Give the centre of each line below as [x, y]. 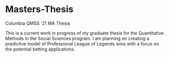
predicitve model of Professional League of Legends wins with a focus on [82, 43]
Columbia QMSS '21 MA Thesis [38, 23]
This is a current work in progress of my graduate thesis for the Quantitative [84, 33]
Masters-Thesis [39, 9]
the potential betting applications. [40, 49]
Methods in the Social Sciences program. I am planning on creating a [77, 38]
